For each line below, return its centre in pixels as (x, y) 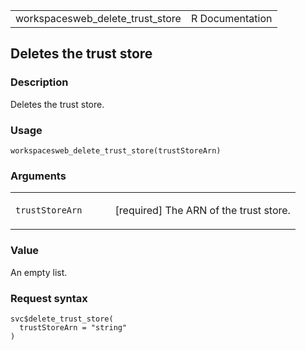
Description (39, 82)
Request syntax (49, 298)
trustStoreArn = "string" (73, 327)
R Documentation (231, 18)
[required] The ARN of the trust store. (202, 211)
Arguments (38, 176)
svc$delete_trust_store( (62, 319)
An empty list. (39, 272)
